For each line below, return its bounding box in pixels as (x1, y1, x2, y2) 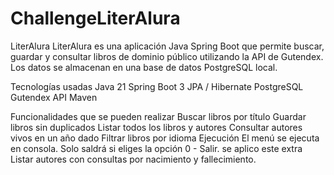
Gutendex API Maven (10, 91, 98, 103)
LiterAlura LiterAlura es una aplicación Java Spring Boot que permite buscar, (10, 40, 325, 52)
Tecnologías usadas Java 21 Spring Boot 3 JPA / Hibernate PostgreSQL (10, 80, 304, 92)
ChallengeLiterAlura (10, 7, 181, 30)
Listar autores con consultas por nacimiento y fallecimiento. (10, 153, 257, 165)
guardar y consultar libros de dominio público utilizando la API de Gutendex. (10, 50, 324, 62)
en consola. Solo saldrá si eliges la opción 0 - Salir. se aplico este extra (10, 142, 303, 154)
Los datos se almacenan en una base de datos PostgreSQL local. (10, 61, 278, 73)
